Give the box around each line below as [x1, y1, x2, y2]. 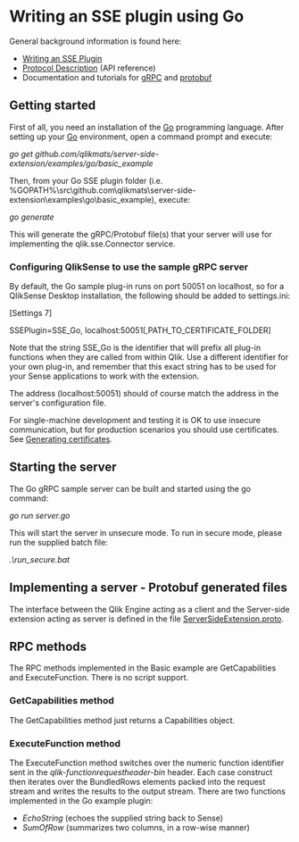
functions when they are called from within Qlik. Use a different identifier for [9, 352, 289, 363]
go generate [9, 212, 55, 222]
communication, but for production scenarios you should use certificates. [9, 424, 279, 435]
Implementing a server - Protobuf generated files [9, 580, 288, 596]
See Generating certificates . [9, 434, 113, 445]
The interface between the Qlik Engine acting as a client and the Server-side [9, 604, 290, 614]
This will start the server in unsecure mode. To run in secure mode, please [9, 527, 283, 538]
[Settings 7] [9, 308, 53, 319]
